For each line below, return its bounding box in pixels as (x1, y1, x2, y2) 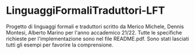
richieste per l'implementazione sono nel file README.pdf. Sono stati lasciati (6, 35, 189, 42)
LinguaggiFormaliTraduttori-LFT (6, 4, 165, 17)
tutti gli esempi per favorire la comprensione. (6, 41, 114, 48)
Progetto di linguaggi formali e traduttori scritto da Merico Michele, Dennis (6, 23, 185, 30)
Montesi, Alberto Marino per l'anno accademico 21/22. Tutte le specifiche (6, 29, 182, 36)
